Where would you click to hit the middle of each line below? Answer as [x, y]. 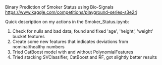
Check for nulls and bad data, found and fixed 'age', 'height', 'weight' [83, 31]
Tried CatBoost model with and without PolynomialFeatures [73, 52]
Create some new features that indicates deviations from [70, 42]
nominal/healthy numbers [38, 47]
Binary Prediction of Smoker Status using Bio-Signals [59, 7]
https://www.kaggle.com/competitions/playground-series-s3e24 [71, 12]
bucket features [28, 36]
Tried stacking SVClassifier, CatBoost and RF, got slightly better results [84, 57]
